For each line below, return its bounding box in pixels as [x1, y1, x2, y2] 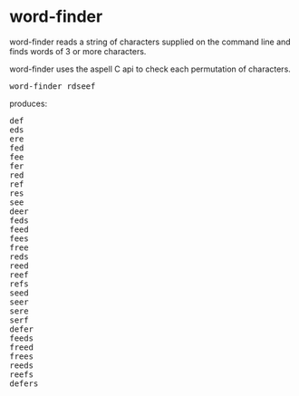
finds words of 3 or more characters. [9, 45, 147, 56]
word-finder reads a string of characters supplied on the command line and [9, 36, 292, 47]
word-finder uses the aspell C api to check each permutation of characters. [9, 63, 292, 74]
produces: [9, 98, 48, 109]
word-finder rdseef [9, 81, 96, 92]
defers [9, 378, 39, 389]
